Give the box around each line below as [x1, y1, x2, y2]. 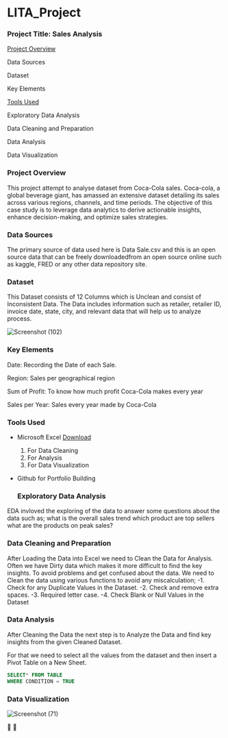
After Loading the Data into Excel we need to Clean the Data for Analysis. [7, 554, 214, 563]
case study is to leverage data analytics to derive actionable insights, [7, 206, 202, 214]
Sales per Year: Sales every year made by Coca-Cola [7, 400, 157, 408]
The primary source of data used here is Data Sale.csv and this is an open [7, 245, 216, 254]
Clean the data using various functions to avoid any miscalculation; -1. [7, 576, 205, 584]
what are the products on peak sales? [7, 521, 114, 530]
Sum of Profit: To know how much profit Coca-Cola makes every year [7, 387, 203, 395]
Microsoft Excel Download [16, 433, 91, 441]
